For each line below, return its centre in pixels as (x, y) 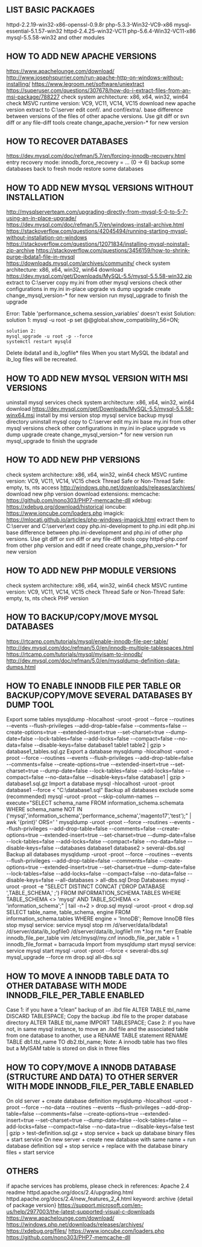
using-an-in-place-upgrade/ (41, 218)
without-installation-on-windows (47, 238)
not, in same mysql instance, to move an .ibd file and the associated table (97, 1029)
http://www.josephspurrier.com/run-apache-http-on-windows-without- (95, 77)
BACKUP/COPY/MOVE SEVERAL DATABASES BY (99, 695)
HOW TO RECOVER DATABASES (67, 142)
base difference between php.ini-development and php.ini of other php (94, 532)
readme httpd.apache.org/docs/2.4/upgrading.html (70, 1192)
